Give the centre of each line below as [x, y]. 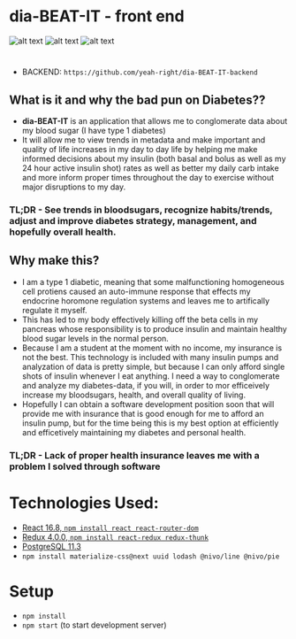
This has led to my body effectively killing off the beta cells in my [140, 319]
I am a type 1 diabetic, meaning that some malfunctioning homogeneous [153, 281]
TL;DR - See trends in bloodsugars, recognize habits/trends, [141, 210]
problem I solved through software [85, 466]
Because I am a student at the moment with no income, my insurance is [152, 348]
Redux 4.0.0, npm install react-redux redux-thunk [115, 536]
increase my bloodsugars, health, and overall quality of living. [133, 395]
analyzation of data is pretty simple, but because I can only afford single [153, 366]
